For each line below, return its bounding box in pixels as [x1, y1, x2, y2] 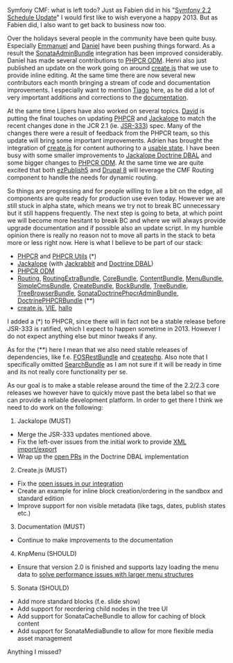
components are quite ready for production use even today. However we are [7, 194, 225, 202]
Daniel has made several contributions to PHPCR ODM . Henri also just [7, 56, 207, 65]
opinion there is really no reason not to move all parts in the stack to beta [7, 231, 216, 239]
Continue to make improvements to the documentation [17, 536, 173, 544]
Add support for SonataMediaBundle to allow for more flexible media [17, 627, 214, 635]
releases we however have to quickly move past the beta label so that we [7, 389, 216, 397]
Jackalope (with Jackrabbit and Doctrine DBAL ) [17, 259, 154, 267]
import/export [17, 445, 58, 453]
